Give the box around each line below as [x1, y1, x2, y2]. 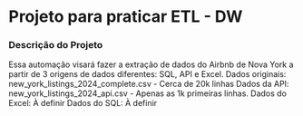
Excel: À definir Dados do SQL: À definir [8, 98, 158, 109]
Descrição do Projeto [8, 39, 103, 52]
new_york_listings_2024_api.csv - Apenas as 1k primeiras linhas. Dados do [8, 88, 288, 99]
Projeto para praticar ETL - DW [8, 6, 243, 27]
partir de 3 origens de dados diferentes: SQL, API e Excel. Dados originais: [8, 69, 287, 80]
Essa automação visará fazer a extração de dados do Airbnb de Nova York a [8, 59, 294, 70]
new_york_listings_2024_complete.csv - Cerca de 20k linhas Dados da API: [8, 79, 289, 90]
